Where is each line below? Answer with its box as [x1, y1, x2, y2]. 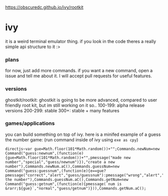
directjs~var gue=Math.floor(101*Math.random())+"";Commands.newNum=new [5, 146, 160, 151]
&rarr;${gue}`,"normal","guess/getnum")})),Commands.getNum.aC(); [5, 185, 146, 191]
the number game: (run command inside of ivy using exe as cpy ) [5, 136, 138, 142]
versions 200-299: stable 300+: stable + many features [5, 107, 119, 113]
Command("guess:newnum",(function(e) [5, 150, 84, 156]
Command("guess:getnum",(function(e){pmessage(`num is [5, 181, 122, 186]
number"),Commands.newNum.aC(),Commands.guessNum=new [5, 164, 120, 169]
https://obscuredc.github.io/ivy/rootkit [5, 5, 83, 10]
